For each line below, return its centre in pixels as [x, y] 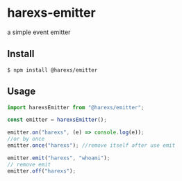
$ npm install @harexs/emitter [52, 70]
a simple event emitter [39, 32]
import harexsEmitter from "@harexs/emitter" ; [76, 107]
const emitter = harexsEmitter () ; [57, 120]
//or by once [26, 139]
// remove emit [29, 164]
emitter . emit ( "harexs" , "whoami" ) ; [59, 158]
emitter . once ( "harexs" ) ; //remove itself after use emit [91, 145]
